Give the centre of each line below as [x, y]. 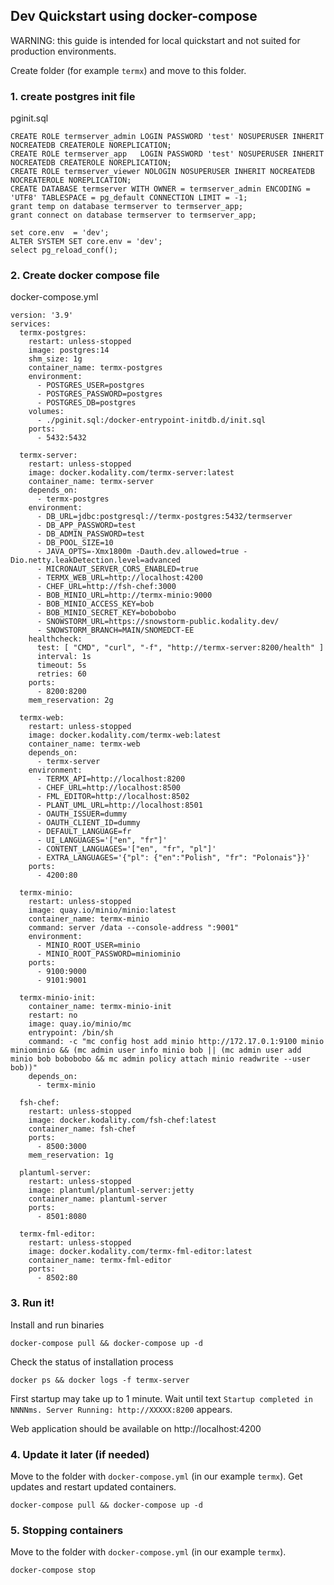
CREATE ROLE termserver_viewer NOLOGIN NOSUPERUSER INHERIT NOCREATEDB [162, 172]
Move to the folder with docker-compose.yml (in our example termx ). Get [156, 1476]
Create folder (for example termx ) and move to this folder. [128, 70]
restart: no [53, 1015]
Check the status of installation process [92, 1361]
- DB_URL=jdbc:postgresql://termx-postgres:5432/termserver [164, 517]
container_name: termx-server [91, 482]
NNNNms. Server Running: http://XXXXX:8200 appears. [121, 1409]
